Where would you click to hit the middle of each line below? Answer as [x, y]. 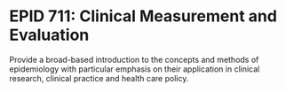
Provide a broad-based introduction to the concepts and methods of [134, 59]
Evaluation [49, 35]
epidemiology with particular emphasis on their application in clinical [135, 69]
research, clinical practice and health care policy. [99, 78]
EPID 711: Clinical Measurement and [143, 16]
